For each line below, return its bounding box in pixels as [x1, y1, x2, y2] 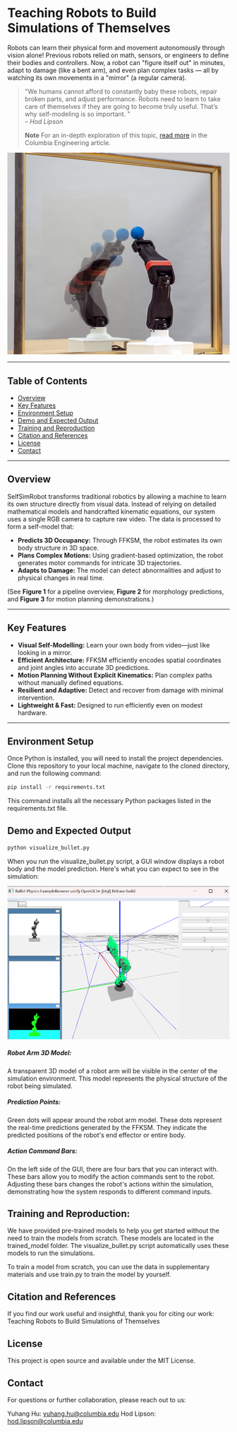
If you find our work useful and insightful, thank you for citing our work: [7, 1310, 214, 1318]
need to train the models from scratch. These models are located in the [7, 1234, 214, 1242]
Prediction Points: [7, 1098, 61, 1107]
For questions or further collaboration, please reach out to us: [7, 1395, 186, 1404]
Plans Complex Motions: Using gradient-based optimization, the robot [17, 550, 224, 560]
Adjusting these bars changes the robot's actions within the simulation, [7, 1179, 214, 1188]
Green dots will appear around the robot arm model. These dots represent [7, 1116, 222, 1124]
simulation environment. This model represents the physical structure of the [7, 1074, 228, 1082]
